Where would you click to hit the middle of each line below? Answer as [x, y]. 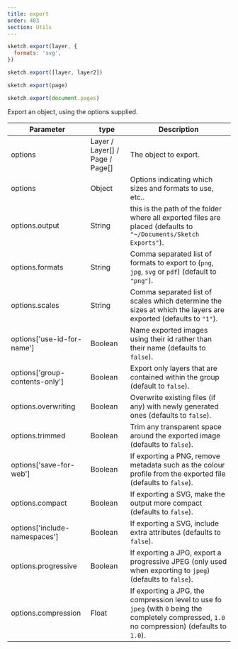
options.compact [39, 503]
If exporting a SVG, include [175, 523]
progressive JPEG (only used [178, 561]
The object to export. [165, 155]
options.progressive [44, 566]
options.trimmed [38, 436]
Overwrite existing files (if [173, 397]
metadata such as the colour [177, 465]
